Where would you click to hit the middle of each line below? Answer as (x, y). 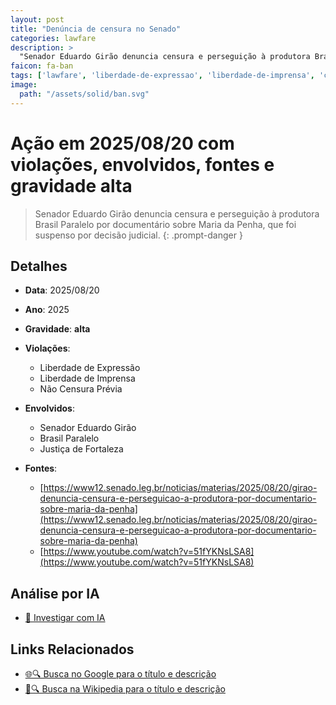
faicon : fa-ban (42, 66)
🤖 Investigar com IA (65, 618)
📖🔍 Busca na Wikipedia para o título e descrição (125, 689)
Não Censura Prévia (81, 389)
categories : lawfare (53, 38)
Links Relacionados (72, 649)
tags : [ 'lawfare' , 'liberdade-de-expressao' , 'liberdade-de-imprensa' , (162, 76)
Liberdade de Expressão (90, 368)
